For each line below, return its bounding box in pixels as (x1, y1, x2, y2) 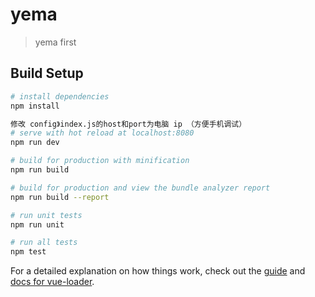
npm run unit (10, 219, 65, 230)
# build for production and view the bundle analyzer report (10, 183, 271, 193)
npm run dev (10, 138, 60, 148)
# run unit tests (10, 210, 83, 220)
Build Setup (10, 65, 84, 82)
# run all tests (10, 238, 78, 248)
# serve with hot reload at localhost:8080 (10, 128, 195, 138)
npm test (10, 247, 47, 257)
